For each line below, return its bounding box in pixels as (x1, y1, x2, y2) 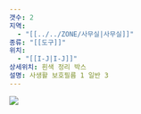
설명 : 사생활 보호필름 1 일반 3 (9, 71, 109, 80)
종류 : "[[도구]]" (9, 37, 67, 47)
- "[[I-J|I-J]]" (17, 54, 78, 63)
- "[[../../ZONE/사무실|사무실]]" (17, 29, 135, 38)
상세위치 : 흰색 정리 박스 (9, 63, 87, 72)
